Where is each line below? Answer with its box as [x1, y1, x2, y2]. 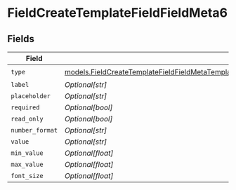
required [11, 104, 40, 111]
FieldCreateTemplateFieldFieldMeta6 [7, 5, 228, 21]
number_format [11, 126, 58, 134]
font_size [11, 172, 44, 179]
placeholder [11, 93, 51, 100]
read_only [11, 115, 44, 123]
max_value [11, 161, 44, 168]
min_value [11, 149, 44, 157]
